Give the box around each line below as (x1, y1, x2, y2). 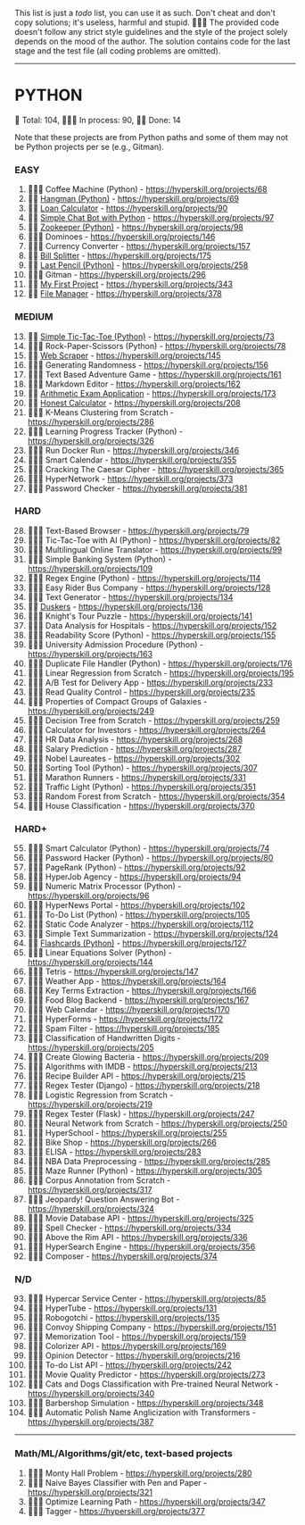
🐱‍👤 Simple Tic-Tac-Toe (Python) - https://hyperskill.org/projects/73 (27, 330, 276, 342)
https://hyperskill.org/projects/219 (27, 1099, 152, 1110)
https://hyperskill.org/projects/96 (27, 890, 150, 901)
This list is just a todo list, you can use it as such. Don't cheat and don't (14, 8, 276, 18)
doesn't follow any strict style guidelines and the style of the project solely (14, 27, 288, 37)
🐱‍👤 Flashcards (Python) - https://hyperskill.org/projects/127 (27, 937, 247, 949)
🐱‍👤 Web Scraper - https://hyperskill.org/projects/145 (27, 350, 221, 361)
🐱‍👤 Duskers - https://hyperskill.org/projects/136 (27, 601, 203, 612)
